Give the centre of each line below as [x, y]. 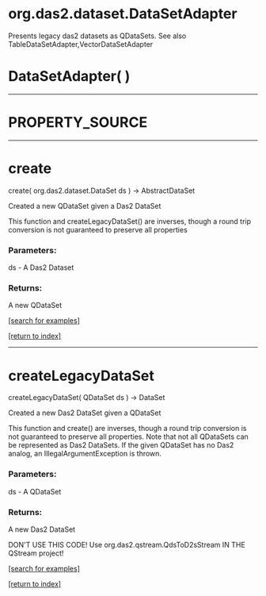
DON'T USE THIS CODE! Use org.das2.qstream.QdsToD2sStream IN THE [127, 544]
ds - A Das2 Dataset [41, 267]
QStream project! [36, 553]
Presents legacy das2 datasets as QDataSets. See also [97, 36]
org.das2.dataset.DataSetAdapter [123, 14]
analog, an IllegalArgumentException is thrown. [85, 454]
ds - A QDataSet [35, 491]
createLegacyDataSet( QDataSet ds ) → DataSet [87, 398]
